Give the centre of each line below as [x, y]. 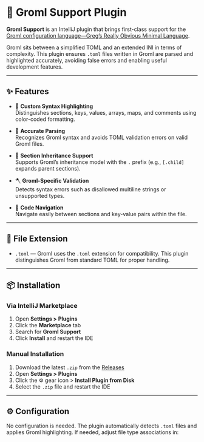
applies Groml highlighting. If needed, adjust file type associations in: [93, 432]
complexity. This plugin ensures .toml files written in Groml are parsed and [100, 53]
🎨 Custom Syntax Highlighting [54, 106]
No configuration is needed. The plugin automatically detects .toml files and [102, 426]
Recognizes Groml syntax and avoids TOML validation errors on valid [101, 137]
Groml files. [29, 144]
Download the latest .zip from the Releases [70, 367]
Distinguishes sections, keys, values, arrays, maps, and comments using [106, 112]
